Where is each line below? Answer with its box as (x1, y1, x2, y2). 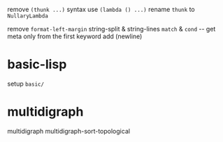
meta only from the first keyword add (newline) (7, 32, 143, 40)
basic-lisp (7, 56, 67, 72)
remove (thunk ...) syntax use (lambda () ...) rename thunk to (7, 6, 195, 13)
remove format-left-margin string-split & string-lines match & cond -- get (7, 25, 216, 33)
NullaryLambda (7, 13, 49, 19)
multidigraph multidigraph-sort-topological (7, 127, 131, 135)
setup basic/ (7, 79, 44, 88)
